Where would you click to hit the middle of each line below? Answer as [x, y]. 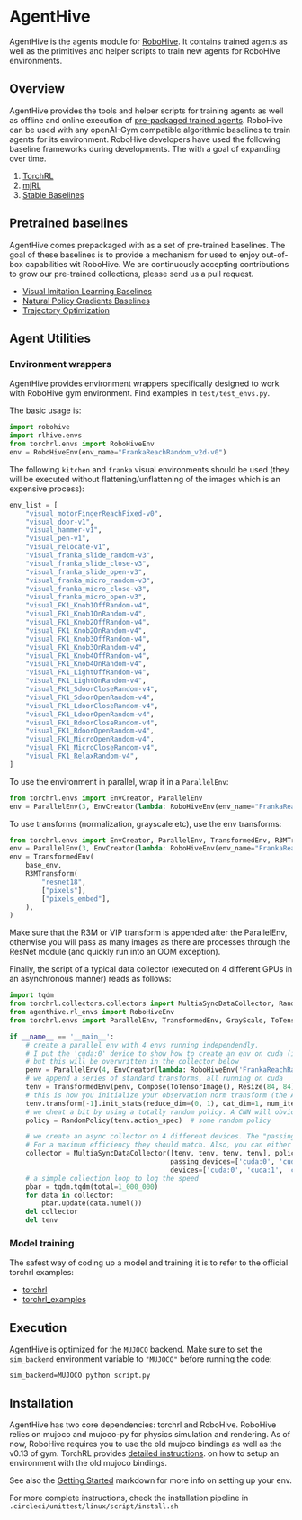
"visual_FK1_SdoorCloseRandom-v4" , [92, 689]
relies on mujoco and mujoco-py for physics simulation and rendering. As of [150, 1434]
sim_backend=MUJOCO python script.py [80, 1376]
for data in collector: [70, 1195]
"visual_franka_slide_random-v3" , [90, 555]
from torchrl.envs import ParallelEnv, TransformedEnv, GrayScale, [138, 1020]
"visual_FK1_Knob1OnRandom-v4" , [86, 614]
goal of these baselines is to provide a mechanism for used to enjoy [135, 255]
